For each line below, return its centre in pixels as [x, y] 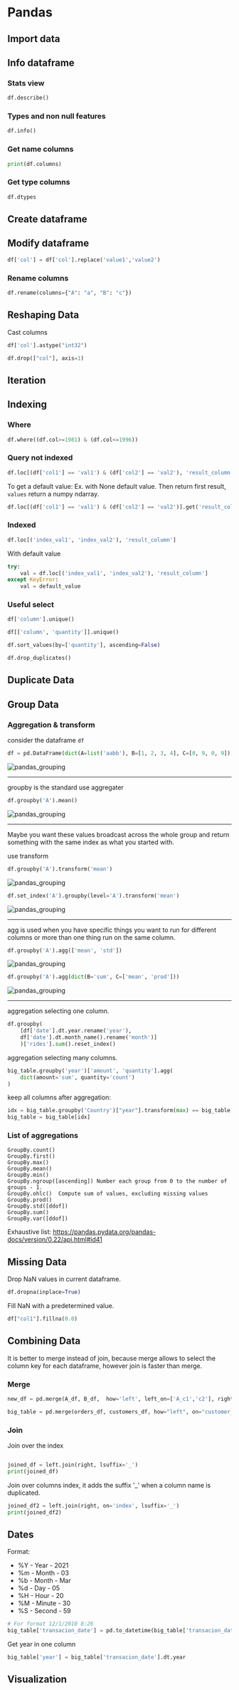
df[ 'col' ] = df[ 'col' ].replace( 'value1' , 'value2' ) [84, 260]
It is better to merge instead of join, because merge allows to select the [111, 1358]
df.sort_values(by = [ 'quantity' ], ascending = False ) [84, 646]
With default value [34, 554]
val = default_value [51, 586]
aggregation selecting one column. [58, 1011]
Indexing [27, 404]
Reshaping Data [43, 315]
